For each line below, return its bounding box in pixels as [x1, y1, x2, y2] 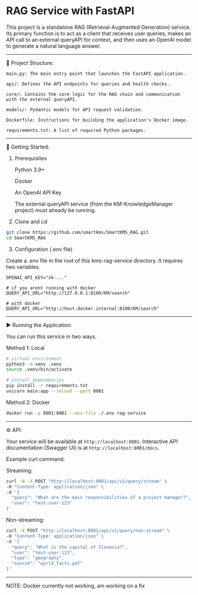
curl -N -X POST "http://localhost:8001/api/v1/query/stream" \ [6, 478, 167, 484]
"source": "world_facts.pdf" [11, 561, 83, 567]
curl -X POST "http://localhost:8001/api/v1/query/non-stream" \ [6, 528, 170, 534]
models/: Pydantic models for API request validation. [6, 107, 144, 113]
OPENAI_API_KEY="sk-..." [6, 275, 67, 280]
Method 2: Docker [6, 399, 50, 406]
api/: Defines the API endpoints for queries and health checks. [6, 81, 170, 87]
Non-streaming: [6, 517, 45, 524]
